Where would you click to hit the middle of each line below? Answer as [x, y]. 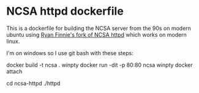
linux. [13, 41]
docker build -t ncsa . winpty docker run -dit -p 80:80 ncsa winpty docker [99, 65]
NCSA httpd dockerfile [65, 11]
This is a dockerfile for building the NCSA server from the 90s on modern [99, 28]
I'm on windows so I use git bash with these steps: [70, 53]
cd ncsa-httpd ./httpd [33, 83]
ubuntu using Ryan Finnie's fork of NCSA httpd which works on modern [96, 34]
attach [14, 71]
